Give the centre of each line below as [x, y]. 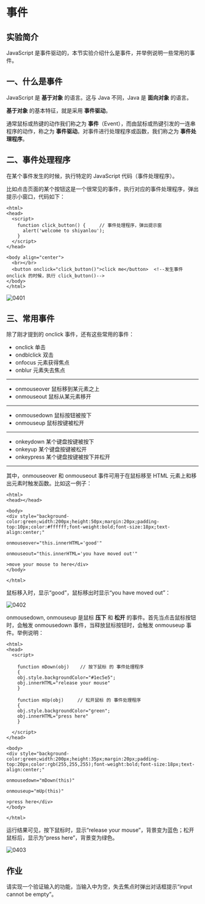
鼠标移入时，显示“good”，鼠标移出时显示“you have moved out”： [88, 593]
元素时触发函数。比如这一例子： [52, 483]
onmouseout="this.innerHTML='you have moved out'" [72, 554]
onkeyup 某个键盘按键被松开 [51, 450]
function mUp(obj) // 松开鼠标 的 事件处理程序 [79, 700]
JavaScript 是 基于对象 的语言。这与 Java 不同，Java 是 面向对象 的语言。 [99, 97]
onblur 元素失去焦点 [40, 370]
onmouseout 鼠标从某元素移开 [53, 397]
